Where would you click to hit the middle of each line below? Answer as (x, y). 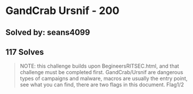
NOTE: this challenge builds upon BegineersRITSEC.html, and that (99, 66)
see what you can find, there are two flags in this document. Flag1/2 (102, 85)
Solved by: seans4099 (48, 32)
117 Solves (25, 52)
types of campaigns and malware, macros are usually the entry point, (104, 79)
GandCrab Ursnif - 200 (62, 11)
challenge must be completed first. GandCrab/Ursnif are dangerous (101, 72)
